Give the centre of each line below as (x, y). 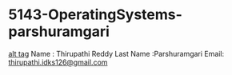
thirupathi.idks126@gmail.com (58, 62)
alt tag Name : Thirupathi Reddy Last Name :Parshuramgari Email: (116, 53)
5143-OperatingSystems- (95, 15)
